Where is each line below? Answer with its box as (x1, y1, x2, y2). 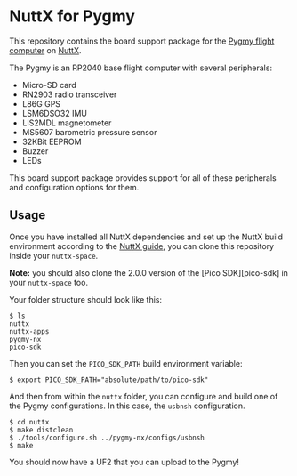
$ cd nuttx (9, 417, 50, 426)
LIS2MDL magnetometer (21, 117, 112, 128)
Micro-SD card (21, 79, 77, 90)
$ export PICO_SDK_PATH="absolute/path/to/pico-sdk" (9, 375, 209, 384)
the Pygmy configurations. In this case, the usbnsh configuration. (9, 400, 245, 411)
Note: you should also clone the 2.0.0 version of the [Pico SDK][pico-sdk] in (9, 267, 289, 278)
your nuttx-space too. (9, 277, 89, 287)
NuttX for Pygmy (9, 6, 136, 27)
